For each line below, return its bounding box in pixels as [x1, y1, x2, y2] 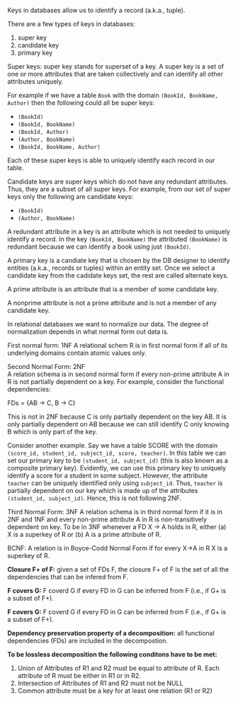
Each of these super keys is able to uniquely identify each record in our [7, 156, 215, 164]
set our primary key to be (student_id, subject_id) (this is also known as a [7, 456, 229, 465]
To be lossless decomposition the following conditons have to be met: [7, 650, 217, 658]
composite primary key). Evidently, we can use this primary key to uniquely [7, 464, 227, 472]
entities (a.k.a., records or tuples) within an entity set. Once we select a [7, 264, 215, 272]
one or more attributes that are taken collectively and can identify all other [7, 70, 224, 78]
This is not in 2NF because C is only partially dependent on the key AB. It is [7, 412, 227, 421]
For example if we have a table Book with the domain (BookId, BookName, [7, 91, 218, 99]
